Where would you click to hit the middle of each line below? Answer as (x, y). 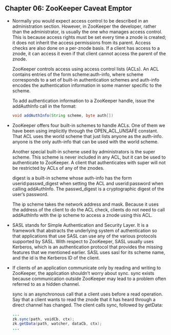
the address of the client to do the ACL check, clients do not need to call (88, 209)
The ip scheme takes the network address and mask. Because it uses (85, 204)
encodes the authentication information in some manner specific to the (87, 85)
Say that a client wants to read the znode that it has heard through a (84, 299)
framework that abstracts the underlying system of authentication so (84, 230)
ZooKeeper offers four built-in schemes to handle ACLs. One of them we (89, 125)
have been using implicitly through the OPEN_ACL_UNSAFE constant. (85, 131)
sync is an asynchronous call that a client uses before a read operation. (88, 294)
